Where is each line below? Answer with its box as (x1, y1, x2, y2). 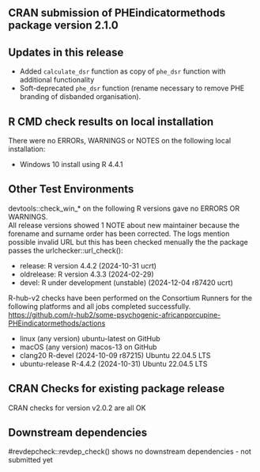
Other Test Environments (8, 182, 134, 196)
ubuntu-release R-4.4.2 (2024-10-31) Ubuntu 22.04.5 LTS (19, 359, 208, 368)
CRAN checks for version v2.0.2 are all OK (8, 403, 146, 413)
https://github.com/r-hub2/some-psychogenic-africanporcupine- (8, 310, 221, 319)
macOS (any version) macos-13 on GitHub (19, 342, 157, 352)
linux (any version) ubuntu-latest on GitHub (19, 333, 160, 343)
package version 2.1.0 (8, 19, 119, 32)
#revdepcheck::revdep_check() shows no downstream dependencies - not (8, 447, 251, 456)
